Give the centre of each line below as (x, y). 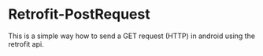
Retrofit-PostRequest (80, 14)
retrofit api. (26, 44)
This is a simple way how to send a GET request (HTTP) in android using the (132, 36)
